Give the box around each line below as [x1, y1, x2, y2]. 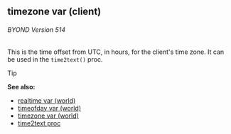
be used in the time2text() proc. [7, 55, 103, 63]
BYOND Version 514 [7, 25, 66, 34]
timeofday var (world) [17, 104, 82, 112]
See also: [7, 82, 36, 91]
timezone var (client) [7, 6, 102, 18]
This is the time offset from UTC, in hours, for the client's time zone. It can [7, 48, 225, 56]
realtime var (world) [17, 96, 76, 105]
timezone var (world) [17, 111, 80, 120]
